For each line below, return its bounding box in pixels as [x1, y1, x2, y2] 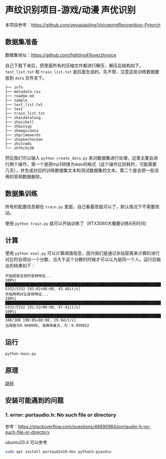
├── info [5, 85, 23, 90]
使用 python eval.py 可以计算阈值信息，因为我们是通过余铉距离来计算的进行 [5, 250, 160, 256]
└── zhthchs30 [5, 145, 35, 150]
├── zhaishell [5, 120, 35, 125]
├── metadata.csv [5, 89, 41, 94]
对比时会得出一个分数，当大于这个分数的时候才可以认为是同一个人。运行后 [5, 257, 157, 262]
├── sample [5, 98, 28, 103]
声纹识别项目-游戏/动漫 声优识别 [5, 4, 136, 16]
